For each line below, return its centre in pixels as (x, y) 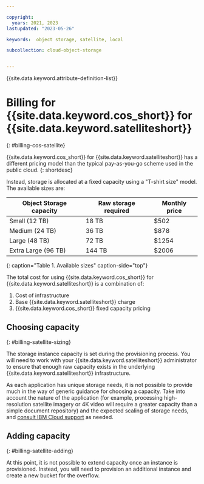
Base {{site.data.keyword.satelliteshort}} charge (75, 302)
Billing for (31, 103)
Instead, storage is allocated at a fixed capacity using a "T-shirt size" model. (102, 182)
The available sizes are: (36, 188)
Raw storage (117, 203)
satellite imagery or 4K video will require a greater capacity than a (115, 404)
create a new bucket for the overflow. (53, 475)
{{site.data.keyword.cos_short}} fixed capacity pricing (83, 308)
